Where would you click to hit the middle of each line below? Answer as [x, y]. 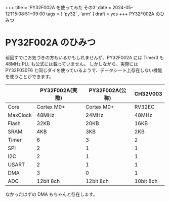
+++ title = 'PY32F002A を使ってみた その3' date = [58, 7]
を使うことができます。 [30, 76]
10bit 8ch [146, 181]
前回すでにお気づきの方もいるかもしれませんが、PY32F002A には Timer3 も [85, 57]
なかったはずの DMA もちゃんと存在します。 [51, 194]
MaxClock [20, 115]
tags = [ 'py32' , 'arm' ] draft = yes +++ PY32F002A [100, 14]
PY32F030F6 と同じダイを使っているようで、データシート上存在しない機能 [84, 70]
